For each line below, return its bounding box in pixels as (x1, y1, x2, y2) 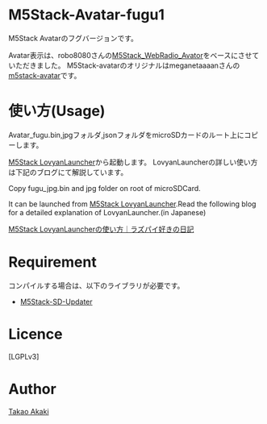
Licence (8, 325, 63, 343)
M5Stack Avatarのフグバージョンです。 (8, 33, 139, 43)
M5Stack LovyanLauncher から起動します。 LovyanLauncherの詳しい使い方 (8, 157, 258, 167)
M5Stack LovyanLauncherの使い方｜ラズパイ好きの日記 (8, 224, 194, 234)
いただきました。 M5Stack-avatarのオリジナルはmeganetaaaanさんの (8, 60, 240, 70)
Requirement (8, 253, 97, 272)
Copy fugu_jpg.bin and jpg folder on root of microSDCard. (8, 183, 202, 193)
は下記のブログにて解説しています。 (8, 167, 128, 177)
